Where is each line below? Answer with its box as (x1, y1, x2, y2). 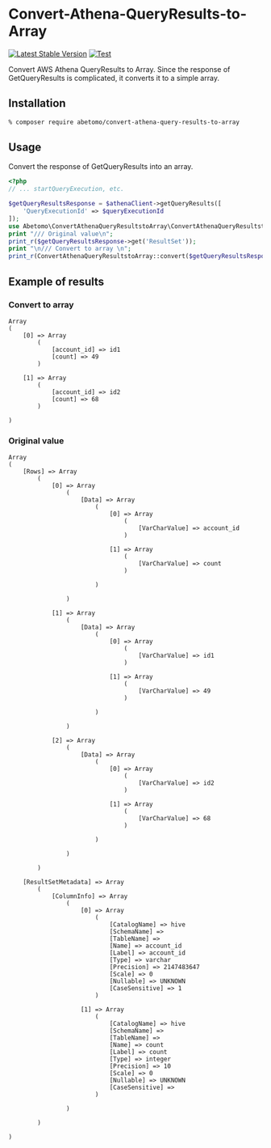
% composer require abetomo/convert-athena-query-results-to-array (8, 118, 240, 126)
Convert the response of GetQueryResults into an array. (8, 162, 194, 172)
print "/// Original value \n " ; (8, 230, 114, 238)
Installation (8, 96, 66, 110)
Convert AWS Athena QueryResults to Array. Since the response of (8, 64, 231, 74)
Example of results (8, 274, 105, 288)
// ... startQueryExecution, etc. (8, 185, 125, 193)
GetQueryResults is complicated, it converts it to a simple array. (8, 73, 220, 83)
